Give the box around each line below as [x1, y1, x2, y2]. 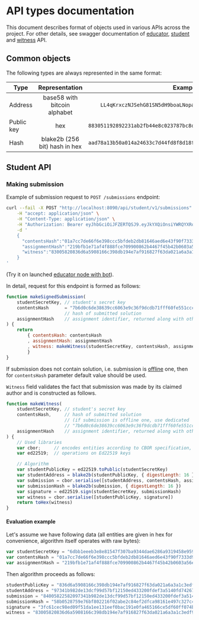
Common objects [6, 53, 71, 63]
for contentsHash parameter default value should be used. [6, 372, 147, 379]
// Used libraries [17, 439, 62, 445]
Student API [6, 162, 52, 172]
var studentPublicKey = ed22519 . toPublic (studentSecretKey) [17, 466, 168, 472]
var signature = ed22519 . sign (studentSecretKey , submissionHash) [17, 488, 182, 494]
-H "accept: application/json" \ [17, 210, 99, 217]
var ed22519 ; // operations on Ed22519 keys [17, 450, 131, 456]
